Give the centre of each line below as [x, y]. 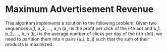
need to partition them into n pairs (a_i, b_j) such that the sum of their [77, 39]
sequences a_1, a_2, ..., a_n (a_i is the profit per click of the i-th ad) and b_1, [83, 28]
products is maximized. [30, 44]
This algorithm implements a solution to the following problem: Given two [81, 23]
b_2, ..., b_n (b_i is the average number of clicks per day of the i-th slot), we [84, 33]
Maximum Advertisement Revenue [79, 9]
